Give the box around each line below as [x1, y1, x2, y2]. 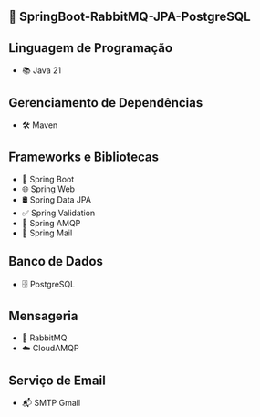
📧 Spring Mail [21, 227, 73, 238]
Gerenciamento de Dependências [8, 95, 203, 110]
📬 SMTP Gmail [21, 398, 81, 409]
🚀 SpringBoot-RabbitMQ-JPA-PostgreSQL [8, 9, 252, 25]
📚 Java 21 [21, 65, 61, 76]
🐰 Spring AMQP [21, 217, 81, 228]
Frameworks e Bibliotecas [8, 150, 160, 165]
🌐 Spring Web [21, 183, 75, 194]
